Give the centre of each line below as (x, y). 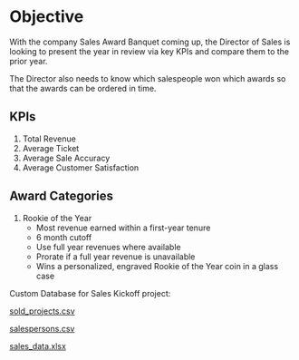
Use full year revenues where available (108, 247)
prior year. (29, 61)
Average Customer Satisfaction (81, 167)
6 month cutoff (64, 237)
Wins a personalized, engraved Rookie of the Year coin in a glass (157, 266)
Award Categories (61, 196)
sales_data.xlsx (38, 345)
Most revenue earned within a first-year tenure (123, 228)
